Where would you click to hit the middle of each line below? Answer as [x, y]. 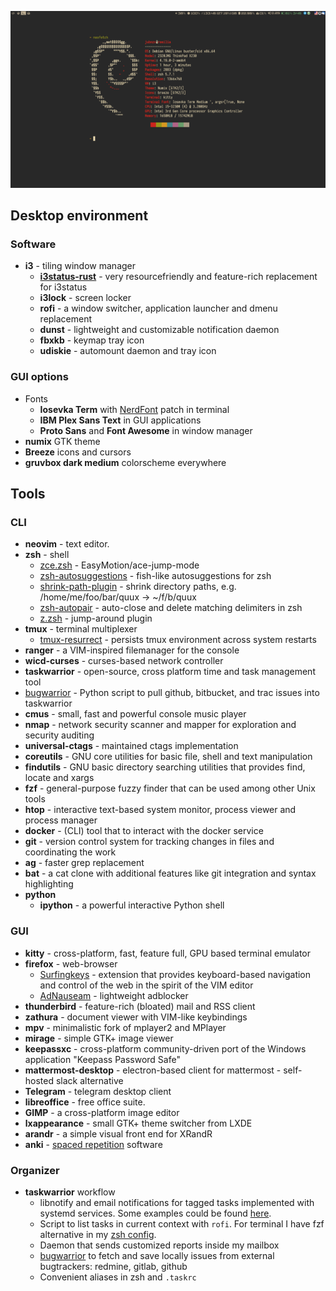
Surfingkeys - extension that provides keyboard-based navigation [175, 974]
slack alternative [89, 1080]
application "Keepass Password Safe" [102, 1059]
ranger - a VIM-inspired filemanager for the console [132, 650]
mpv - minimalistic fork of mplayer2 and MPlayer [125, 1027]
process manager [61, 820]
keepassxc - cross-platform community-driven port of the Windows [165, 1048]
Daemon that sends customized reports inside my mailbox [159, 1245]
